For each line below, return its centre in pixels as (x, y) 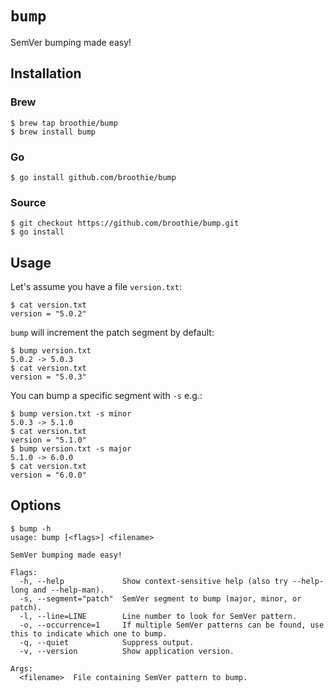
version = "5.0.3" (48, 377)
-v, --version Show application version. (127, 651)
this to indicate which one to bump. (89, 633)
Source (28, 202)
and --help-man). (68, 590)
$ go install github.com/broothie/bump (93, 177)
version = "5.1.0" (48, 440)
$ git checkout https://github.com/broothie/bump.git (125, 223)
